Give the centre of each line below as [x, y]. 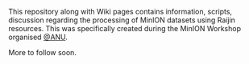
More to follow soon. [42, 52]
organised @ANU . [38, 37]
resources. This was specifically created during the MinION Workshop [125, 28]
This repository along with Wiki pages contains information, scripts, [120, 12]
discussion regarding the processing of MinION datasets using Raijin [122, 20]
